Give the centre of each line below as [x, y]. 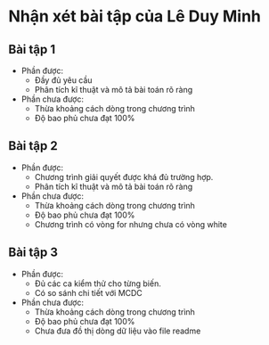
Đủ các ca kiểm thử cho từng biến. [98, 283]
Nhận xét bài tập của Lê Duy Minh [135, 16]
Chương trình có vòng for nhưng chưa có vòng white [131, 224]
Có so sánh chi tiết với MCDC [89, 292]
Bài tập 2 [33, 146]
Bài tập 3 [33, 253]
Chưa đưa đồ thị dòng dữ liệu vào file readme [118, 331]
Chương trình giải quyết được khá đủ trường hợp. [124, 177]
